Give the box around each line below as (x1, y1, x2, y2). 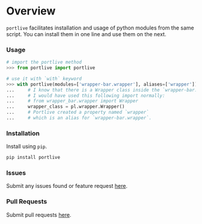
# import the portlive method (6, 59, 82, 66)
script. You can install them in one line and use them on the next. (6, 30, 167, 37)
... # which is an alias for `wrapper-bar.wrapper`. (6, 115, 152, 121)
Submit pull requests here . (6, 211, 72, 218)
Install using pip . (6, 143, 47, 150)
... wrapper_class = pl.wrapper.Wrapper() (6, 104, 125, 110)
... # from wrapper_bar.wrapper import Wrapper (6, 98, 138, 104)
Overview (6, 4, 56, 18)
